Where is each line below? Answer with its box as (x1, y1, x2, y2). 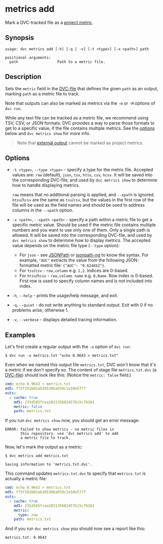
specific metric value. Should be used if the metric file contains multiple (12, 222, 156, 228)
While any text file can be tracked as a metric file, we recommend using (5, 115, 149, 120)
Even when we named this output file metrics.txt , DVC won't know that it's (5, 362, 156, 368)
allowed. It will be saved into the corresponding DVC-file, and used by (12, 233, 152, 238)
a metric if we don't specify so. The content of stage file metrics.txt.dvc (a (5, 367, 157, 373)
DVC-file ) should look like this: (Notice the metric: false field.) (5, 372, 131, 378)
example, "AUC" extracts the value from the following (19, 257, 125, 263)
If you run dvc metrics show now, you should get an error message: (5, 418, 140, 424)
